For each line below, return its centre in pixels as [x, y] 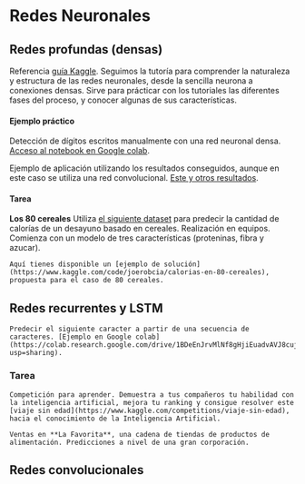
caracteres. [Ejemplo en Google [70, 337]
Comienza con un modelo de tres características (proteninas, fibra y [137, 238]
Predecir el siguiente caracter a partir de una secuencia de [129, 329]
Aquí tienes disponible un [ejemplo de [85, 264]
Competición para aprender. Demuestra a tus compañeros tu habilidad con [152, 395]
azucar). [25, 248]
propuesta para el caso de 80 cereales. [87, 281]
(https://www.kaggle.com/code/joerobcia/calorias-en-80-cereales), [140, 272]
